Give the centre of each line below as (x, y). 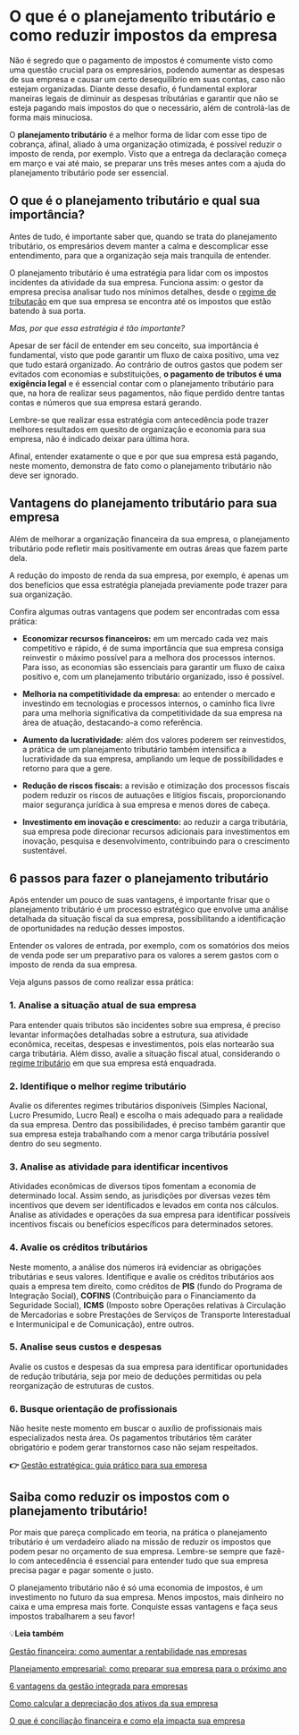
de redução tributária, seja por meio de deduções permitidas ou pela (135, 1376)
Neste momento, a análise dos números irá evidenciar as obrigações (135, 1267)
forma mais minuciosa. (51, 117)
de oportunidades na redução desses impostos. (97, 929)
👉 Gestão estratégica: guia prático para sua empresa (108, 1466)
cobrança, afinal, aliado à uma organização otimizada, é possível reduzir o (146, 144)
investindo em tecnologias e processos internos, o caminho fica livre (148, 703)
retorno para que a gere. (67, 768)
